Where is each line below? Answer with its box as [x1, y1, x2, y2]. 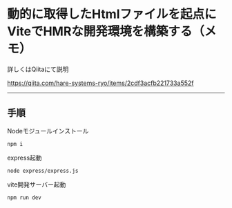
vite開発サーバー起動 [7, 180, 66, 189]
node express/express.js [7, 167, 79, 174]
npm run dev [7, 194, 41, 201]
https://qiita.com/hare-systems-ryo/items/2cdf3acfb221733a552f [7, 79, 194, 87]
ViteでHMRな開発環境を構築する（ [7, 23, 205, 39]
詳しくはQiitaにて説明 [7, 65, 69, 73]
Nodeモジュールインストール [7, 126, 89, 135]
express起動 [7, 153, 43, 162]
